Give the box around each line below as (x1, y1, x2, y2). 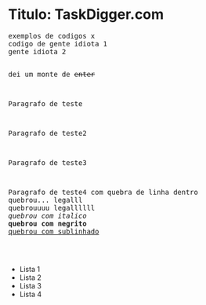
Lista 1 (19, 264, 41, 274)
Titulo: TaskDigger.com (8, 6, 164, 24)
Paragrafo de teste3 (8, 158, 88, 167)
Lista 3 (19, 281, 42, 290)
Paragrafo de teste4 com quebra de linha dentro (8, 187, 198, 197)
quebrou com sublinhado (8, 226, 99, 236)
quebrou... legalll (8, 195, 83, 204)
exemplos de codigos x (8, 31, 96, 40)
